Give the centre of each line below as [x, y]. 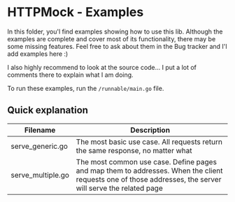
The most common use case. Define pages [146, 161]
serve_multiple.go [40, 175]
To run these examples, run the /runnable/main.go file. [86, 88]
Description [150, 130]
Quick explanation [48, 110]
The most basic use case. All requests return [149, 142]
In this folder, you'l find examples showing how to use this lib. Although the [115, 31]
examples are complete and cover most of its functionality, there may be [112, 38]
